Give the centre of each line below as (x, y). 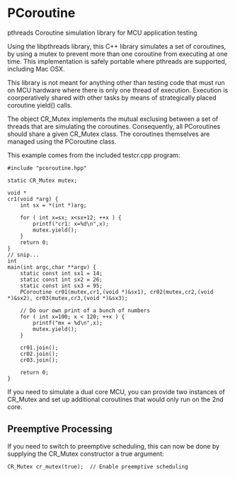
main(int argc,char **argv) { (52, 267)
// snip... (23, 255)
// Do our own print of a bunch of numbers (85, 310)
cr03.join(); (39, 360)
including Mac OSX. (36, 69)
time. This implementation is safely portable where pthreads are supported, (117, 61)
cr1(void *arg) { (33, 199)
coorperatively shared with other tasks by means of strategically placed (112, 98)
